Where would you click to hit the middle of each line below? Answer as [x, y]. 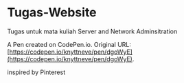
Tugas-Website [52, 13]
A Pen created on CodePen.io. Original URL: [69, 44]
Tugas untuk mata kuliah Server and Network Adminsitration [92, 31]
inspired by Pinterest [36, 72]
